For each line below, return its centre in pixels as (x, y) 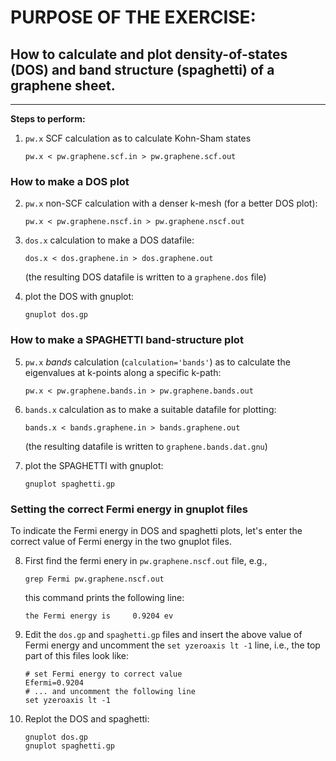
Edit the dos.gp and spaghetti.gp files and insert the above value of (163, 634)
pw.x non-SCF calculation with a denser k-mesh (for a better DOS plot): (171, 203)
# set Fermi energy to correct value (103, 674)
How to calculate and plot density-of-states (149, 54)
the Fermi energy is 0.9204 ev (99, 616)
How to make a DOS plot (70, 181)
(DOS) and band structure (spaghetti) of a (142, 69)
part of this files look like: (77, 655)
